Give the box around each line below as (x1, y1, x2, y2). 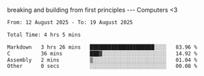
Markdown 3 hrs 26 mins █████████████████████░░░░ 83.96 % (7, 44, 197, 51)
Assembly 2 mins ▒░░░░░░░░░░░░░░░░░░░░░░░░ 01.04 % (7, 56, 197, 64)
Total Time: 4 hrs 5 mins (7, 31, 81, 38)
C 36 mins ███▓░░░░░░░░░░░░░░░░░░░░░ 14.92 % (7, 50, 197, 57)
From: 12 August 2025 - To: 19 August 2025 (7, 19, 133, 26)
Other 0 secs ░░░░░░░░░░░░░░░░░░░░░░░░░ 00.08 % (7, 63, 197, 70)
